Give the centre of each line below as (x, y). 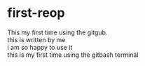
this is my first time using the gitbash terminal (73, 55)
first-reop (36, 13)
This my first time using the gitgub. (57, 32)
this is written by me (36, 39)
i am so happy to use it (40, 47)
